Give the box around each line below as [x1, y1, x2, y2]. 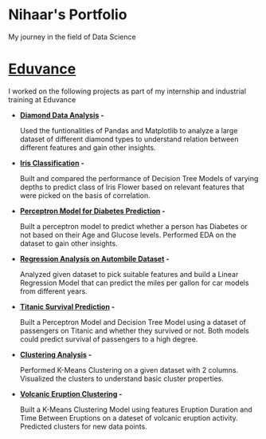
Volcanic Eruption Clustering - [19, 389, 123, 398]
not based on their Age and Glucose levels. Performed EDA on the [19, 230, 237, 239]
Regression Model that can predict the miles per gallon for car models [19, 278, 249, 287]
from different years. [19, 286, 88, 296]
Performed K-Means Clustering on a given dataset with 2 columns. [19, 365, 239, 374]
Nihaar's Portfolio [8, 6, 127, 24]
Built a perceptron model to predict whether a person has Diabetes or [19, 221, 248, 231]
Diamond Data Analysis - [19, 110, 104, 120]
